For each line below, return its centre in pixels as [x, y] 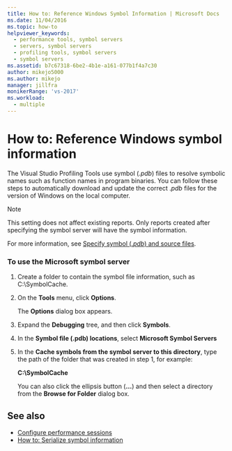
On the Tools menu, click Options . [67, 298]
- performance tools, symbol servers [68, 40]
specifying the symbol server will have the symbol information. [97, 230]
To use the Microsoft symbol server [69, 261]
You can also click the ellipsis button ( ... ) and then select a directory [115, 386]
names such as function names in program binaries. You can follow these [113, 180]
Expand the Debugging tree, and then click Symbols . [94, 325]
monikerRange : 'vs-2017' [43, 91]
